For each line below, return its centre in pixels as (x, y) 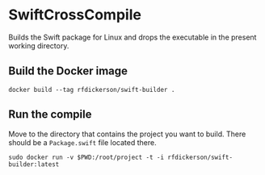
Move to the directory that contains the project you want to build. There (127, 134)
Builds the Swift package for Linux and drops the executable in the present (132, 37)
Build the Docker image (68, 71)
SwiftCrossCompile (75, 15)
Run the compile (50, 115)
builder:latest (34, 164)
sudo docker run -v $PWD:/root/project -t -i (86, 157)
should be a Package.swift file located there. (82, 142)
